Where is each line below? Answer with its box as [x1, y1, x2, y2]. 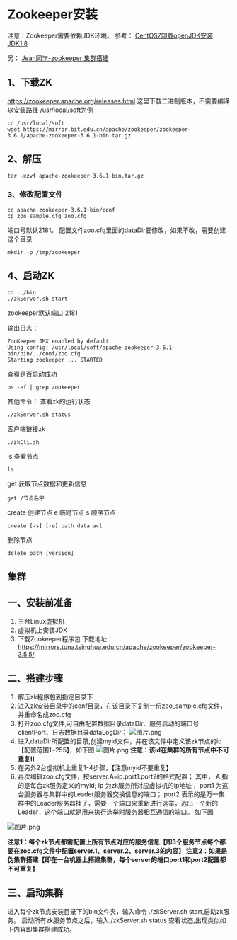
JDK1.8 [7, 39, 28, 47]
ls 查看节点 [7, 452, 39, 460]
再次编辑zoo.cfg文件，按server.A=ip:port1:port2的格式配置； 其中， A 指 [17, 772, 229, 781]
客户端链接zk [7, 424, 46, 432]
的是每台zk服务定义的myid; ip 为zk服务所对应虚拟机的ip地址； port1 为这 [17, 781, 229, 789]
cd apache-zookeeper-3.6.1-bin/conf [7, 206, 115, 213]
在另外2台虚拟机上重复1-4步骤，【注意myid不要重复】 [17, 763, 173, 772]
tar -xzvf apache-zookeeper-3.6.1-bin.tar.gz [7, 172, 144, 179]
